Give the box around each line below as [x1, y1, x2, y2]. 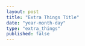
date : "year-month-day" [6, 20, 66, 26]
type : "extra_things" [6, 25, 61, 32]
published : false [6, 31, 50, 37]
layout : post [6, 8, 39, 15]
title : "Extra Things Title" [6, 14, 80, 20]
